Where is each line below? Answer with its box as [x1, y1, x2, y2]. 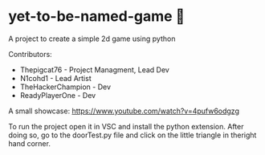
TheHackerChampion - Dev [19, 82, 111, 92]
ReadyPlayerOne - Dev [19, 90, 96, 100]
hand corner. [8, 138, 51, 148]
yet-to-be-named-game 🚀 [8, 7, 185, 26]
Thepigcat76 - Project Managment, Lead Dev [19, 64, 170, 75]
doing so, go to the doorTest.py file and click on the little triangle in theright [8, 130, 257, 140]
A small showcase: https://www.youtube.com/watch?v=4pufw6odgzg [8, 106, 239, 116]
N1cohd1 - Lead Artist [19, 73, 92, 83]
